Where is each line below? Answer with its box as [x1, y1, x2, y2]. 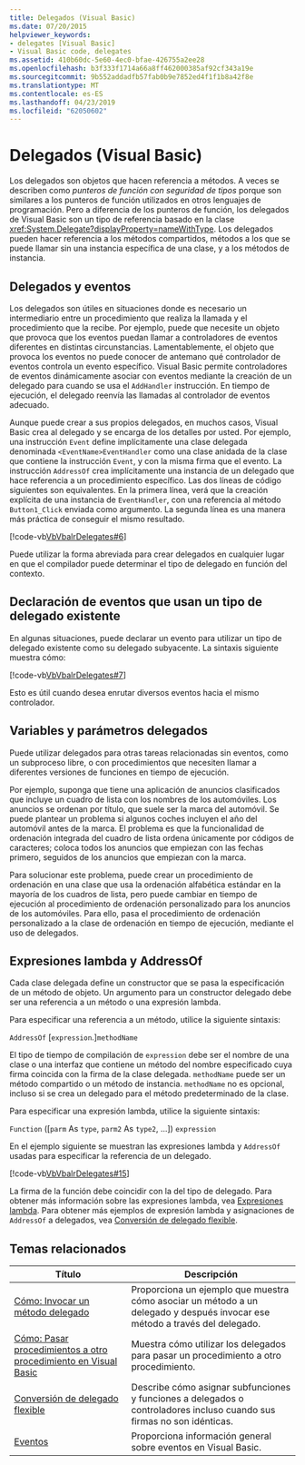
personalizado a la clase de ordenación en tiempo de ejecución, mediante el [9, 917, 294, 928]
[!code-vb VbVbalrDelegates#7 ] [9, 669, 127, 680]
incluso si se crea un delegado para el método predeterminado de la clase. [9, 1088, 289, 1099]
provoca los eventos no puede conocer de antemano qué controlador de [9, 351, 281, 361]
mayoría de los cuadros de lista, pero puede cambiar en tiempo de [9, 888, 258, 899]
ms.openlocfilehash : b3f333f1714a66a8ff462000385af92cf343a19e [9, 64, 254, 74]
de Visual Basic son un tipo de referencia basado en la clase [9, 214, 235, 225]
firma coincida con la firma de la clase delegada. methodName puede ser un [9, 1069, 286, 1080]
